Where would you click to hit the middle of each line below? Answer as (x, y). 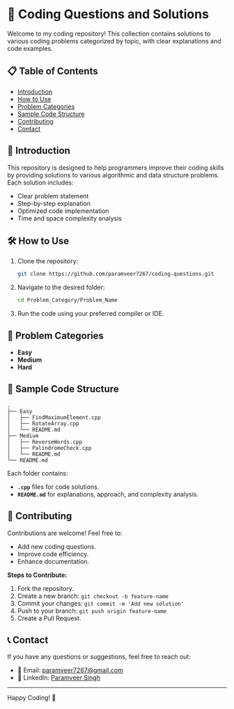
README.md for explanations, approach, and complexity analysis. (108, 494)
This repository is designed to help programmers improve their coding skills (116, 168)
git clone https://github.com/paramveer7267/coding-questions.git (116, 274)
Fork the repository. (46, 588)
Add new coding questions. (56, 546)
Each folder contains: (38, 473)
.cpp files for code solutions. (58, 487)
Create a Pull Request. (49, 618)
